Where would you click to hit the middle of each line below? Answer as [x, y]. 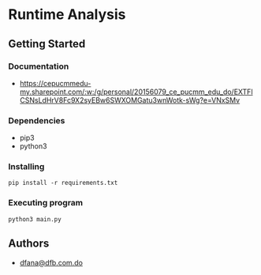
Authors [29, 244]
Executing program [46, 203]
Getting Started [47, 44]
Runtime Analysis [67, 15]
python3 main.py [35, 219]
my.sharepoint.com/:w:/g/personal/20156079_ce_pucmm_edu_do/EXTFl [136, 92]
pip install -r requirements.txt [63, 183]
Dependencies [37, 120]
